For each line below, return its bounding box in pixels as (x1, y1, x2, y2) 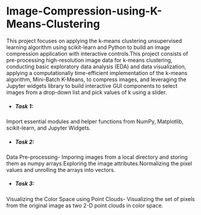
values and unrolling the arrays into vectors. (6, 166, 116, 173)
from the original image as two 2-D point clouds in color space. (6, 202, 164, 209)
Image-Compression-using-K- (6, 4, 162, 18)
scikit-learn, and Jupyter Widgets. (6, 124, 91, 131)
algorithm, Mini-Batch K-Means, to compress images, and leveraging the (6, 76, 187, 83)
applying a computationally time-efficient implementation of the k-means (6, 69, 188, 76)
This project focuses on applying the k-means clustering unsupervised (6, 37, 182, 44)
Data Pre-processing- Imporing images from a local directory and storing (6, 153, 188, 160)
